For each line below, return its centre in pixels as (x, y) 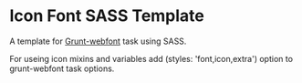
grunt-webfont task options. (62, 68)
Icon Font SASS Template (107, 16)
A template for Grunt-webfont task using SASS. (98, 41)
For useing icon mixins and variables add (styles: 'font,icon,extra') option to (151, 58)
